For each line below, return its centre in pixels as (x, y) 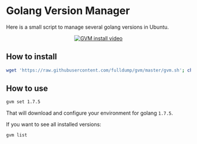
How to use (27, 89)
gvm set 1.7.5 (23, 102)
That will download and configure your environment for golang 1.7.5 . (90, 113)
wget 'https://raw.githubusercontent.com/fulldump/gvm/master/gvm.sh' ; (95, 70)
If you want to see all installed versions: (54, 125)
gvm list (17, 135)
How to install (32, 57)
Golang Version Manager (68, 11)
